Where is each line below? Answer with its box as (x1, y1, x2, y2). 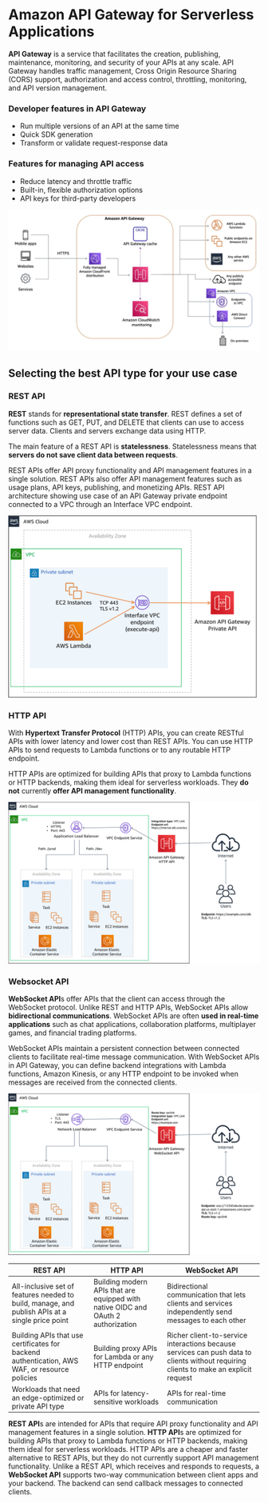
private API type (11, 1401, 65, 1411)
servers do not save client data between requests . (8, 450, 178, 459)
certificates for (11, 1339, 61, 1349)
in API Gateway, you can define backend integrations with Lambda (8, 1061, 227, 1070)
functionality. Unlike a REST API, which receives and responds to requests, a (8, 1461, 260, 1471)
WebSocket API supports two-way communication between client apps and (8, 1470, 258, 1480)
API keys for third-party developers (19, 194, 136, 203)
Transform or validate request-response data (19, 138, 168, 148)
